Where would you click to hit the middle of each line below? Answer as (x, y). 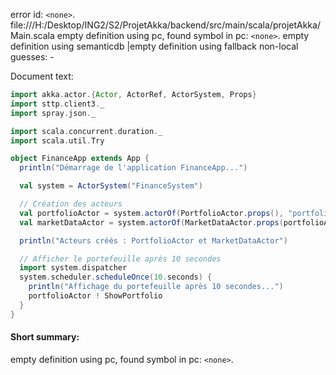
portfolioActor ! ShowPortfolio (95, 296)
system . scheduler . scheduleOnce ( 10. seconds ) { (116, 277)
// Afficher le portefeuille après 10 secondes (120, 259)
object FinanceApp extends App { (80, 159)
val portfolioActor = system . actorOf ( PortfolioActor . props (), (151, 213)
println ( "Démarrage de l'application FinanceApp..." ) (133, 168)
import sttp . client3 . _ (57, 104)
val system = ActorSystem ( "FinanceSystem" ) (111, 186)
